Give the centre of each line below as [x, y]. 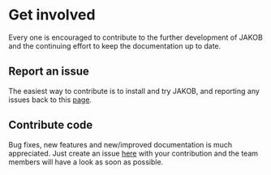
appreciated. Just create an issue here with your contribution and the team [133, 153]
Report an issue [49, 72]
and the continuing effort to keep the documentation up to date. [115, 45]
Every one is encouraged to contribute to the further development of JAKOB [136, 37]
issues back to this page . [50, 100]
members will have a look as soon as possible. [86, 162]
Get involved [52, 15]
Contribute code [51, 125]
